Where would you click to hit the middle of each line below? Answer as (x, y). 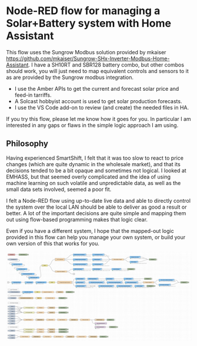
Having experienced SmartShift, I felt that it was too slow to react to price (95, 158)
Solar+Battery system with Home (89, 23)
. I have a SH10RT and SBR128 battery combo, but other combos (106, 65)
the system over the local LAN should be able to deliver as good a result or (96, 207)
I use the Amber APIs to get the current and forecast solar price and (97, 88)
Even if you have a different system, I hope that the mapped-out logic (90, 230)
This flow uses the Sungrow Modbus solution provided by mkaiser (86, 52)
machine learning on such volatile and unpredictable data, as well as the (94, 183)
